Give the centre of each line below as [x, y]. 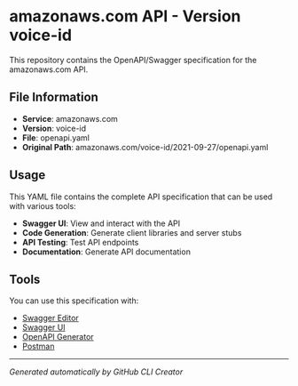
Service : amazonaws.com [70, 118]
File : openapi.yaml [56, 137]
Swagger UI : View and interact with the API [101, 223]
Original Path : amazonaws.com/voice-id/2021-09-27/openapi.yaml [145, 147]
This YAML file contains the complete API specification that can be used [141, 197]
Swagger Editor [51, 318]
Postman [38, 346]
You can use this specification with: [74, 301]
